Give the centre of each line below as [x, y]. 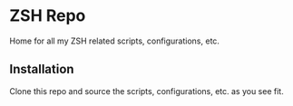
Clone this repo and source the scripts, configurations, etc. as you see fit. [146, 91]
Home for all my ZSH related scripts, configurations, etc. [115, 41]
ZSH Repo [48, 16]
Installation [42, 69]
